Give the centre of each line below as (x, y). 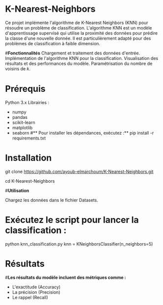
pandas (20, 117)
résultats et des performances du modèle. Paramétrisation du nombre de (79, 63)
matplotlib (22, 127)
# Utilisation (17, 191)
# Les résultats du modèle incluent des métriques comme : (66, 277)
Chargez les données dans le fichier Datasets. (52, 200)
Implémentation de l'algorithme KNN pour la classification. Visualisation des (82, 58)
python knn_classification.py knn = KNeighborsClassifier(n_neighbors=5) (79, 244)
